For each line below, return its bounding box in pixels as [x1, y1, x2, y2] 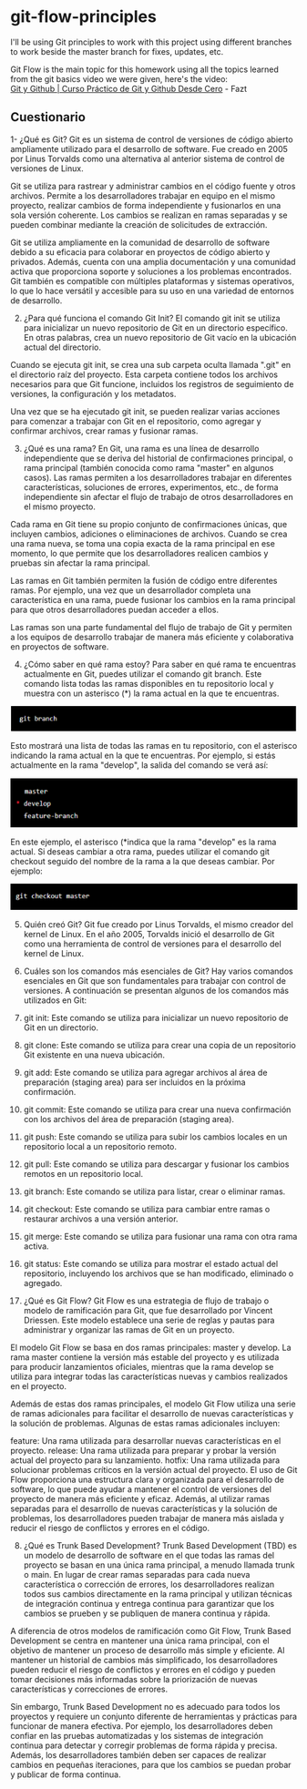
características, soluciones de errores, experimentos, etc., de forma [23, 481, 279, 493]
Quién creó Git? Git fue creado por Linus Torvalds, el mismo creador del [23, 919, 294, 930]
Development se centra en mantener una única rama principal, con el [10, 1635, 270, 1646]
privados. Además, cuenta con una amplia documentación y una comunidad [10, 256, 296, 267]
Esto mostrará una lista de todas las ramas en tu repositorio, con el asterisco [10, 741, 298, 751]
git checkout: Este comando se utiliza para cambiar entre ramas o [23, 1204, 271, 1215]
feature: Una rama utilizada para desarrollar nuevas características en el [10, 1436, 281, 1447]
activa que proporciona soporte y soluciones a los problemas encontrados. [10, 266, 292, 277]
